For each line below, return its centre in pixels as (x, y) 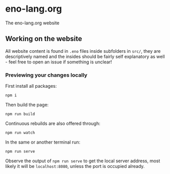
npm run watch (20, 133)
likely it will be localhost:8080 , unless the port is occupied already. (75, 166)
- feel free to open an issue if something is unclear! (59, 62)
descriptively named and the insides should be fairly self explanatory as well (85, 56)
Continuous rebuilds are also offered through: (53, 124)
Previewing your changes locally (46, 75)
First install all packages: (31, 86)
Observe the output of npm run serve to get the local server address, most (83, 161)
